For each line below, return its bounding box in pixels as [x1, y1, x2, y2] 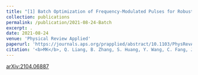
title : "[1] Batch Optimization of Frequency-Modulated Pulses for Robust [6, 8, 194, 15]
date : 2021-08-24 [6, 30, 49, 36]
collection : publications [6, 14, 70, 20]
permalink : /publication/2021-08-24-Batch [6, 19, 112, 25]
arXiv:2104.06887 [6, 63, 49, 70]
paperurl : [6, 42, 31, 47]
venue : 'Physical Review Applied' [6, 36, 91, 42]
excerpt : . [6, 25, 33, 31]
